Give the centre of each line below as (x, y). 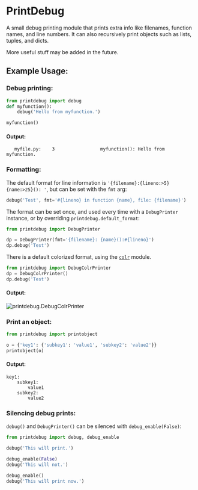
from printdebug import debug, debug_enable (63, 438)
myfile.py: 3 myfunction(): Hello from (89, 149)
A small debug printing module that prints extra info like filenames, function (99, 28)
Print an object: (29, 321)
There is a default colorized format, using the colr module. (79, 257)
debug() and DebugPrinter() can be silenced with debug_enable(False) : (94, 426)
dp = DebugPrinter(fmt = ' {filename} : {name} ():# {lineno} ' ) (80, 240)
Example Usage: (37, 71)
